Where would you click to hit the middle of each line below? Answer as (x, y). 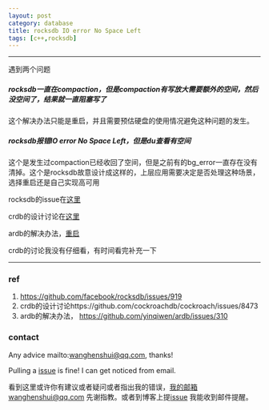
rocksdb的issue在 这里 (45, 199)
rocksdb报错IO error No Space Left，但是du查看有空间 (100, 140)
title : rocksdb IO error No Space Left (75, 30)
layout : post (30, 16)
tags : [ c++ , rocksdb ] (43, 38)
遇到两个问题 (29, 70)
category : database (41, 23)
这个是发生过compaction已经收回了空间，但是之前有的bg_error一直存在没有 (133, 163)
